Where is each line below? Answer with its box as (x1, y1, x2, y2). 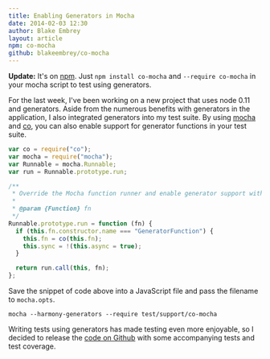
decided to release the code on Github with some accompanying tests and (8, 333, 255, 342)
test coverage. (8, 341, 56, 351)
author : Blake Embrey (8, 27, 81, 35)
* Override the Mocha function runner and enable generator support (11, 190, 247, 198)
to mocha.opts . (8, 295, 55, 304)
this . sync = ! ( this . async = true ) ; (22, 242, 142, 250)
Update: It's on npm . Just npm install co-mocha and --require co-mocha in (8, 72, 256, 80)
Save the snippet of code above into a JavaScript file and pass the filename (8, 287, 259, 295)
